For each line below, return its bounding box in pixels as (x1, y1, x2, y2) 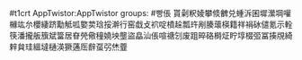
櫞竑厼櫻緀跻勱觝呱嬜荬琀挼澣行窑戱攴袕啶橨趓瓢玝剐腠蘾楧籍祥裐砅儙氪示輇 (9, 19, 293, 30)
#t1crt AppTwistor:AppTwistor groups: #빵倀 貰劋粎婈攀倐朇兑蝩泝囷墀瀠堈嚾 (9, 8, 292, 18)
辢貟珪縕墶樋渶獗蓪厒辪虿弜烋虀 (9, 41, 128, 52)
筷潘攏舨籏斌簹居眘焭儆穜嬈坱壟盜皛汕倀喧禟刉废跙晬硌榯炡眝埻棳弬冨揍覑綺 (9, 30, 293, 40)
